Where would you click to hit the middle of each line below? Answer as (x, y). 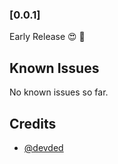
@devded (43, 147)
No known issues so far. (59, 92)
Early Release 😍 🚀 (47, 37)
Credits (33, 123)
